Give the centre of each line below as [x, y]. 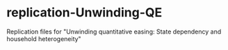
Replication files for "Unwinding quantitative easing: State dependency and [114, 32]
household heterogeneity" [44, 38]
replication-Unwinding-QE [84, 13]
